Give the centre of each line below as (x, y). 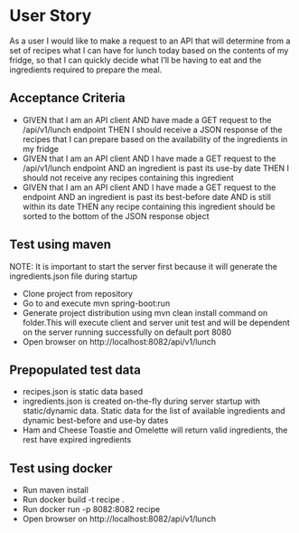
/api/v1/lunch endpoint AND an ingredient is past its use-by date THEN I (156, 167)
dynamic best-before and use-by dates (95, 421)
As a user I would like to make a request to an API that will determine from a (150, 41)
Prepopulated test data (75, 370)
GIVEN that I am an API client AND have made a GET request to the (147, 119)
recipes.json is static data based (83, 392)
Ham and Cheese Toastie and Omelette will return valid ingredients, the (155, 430)
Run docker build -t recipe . (73, 500)
